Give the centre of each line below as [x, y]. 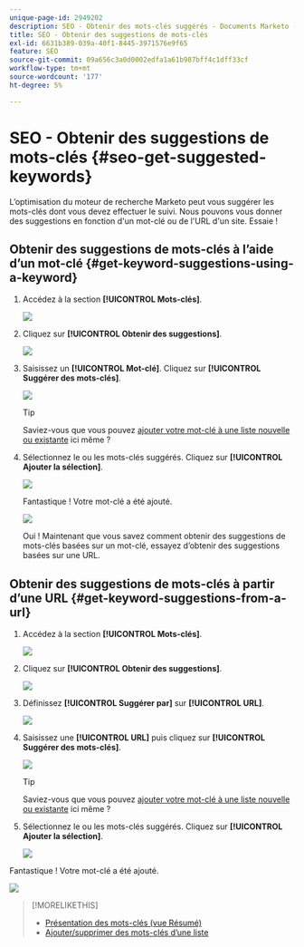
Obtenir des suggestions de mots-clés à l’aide [142, 249]
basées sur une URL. [62, 556]
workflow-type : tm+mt [50, 69]
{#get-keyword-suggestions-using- [190, 263]
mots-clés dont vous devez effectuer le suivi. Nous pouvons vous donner [146, 211]
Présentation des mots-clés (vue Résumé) [123, 923]
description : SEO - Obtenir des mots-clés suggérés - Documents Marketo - [153, 26]
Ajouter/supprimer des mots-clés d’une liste [127, 933]
